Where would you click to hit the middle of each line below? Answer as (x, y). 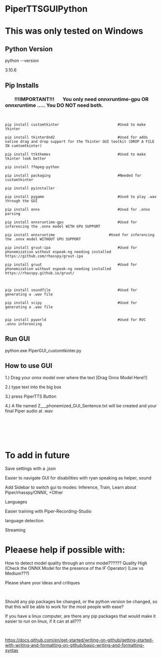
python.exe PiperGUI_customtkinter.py (43, 351)
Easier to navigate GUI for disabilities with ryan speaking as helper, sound (78, 478)
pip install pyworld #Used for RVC (75, 320)
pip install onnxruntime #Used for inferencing (80, 235)
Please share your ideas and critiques (43, 583)
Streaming (15, 530)
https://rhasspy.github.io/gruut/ (40, 273)
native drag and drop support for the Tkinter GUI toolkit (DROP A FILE (80, 142)
